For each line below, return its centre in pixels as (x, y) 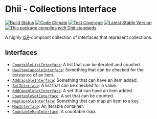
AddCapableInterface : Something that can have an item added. (75, 80)
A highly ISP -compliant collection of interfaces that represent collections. (79, 37)
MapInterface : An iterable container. (48, 106)
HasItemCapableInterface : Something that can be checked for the (78, 70)
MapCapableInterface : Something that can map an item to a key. (76, 101)
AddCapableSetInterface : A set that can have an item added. (73, 90)
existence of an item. (33, 75)
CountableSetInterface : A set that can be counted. (63, 95)
